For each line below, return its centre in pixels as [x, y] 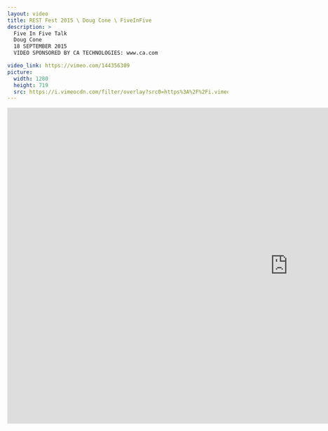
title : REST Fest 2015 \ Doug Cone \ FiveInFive [80, 20]
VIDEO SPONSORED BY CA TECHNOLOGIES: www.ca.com [86, 53]
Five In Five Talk [41, 33]
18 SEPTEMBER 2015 [41, 46]
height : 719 [31, 85]
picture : [20, 72]
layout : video [28, 14]
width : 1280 [31, 79]
